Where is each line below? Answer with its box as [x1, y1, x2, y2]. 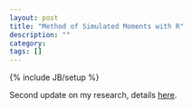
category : [9, 38, 47, 48]
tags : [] [9, 47, 43, 56]
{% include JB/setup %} [9, 72, 100, 83]
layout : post [9, 13, 59, 23]
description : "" [9, 30, 71, 39]
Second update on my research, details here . [9, 90, 178, 101]
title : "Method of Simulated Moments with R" [9, 22, 184, 31]
